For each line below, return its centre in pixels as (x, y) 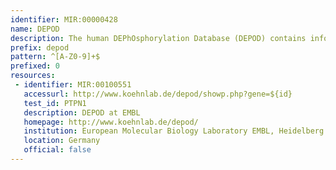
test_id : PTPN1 (55, 103)
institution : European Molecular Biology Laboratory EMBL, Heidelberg (174, 131)
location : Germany (62, 141)
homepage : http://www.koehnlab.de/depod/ (111, 122)
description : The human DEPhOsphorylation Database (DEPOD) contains (158, 38)
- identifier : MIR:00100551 (73, 85)
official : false (57, 150)
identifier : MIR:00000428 (64, 19)
